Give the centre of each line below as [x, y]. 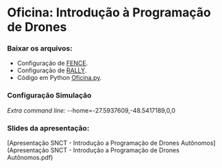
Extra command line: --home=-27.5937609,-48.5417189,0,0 [91, 110]
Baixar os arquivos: [40, 48]
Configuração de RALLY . [52, 70]
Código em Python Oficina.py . [59, 78]
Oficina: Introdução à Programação [109, 13]
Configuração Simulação [49, 96]
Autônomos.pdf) [30, 158]
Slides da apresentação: [48, 128]
